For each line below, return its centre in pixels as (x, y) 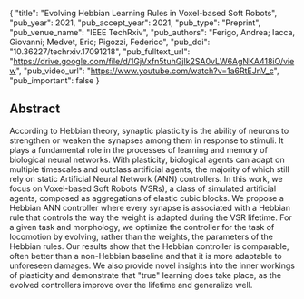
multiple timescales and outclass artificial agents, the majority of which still (150, 169)
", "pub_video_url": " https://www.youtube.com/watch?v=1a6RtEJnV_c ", (147, 71)
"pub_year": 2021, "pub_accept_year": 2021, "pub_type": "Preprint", (135, 23)
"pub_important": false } (54, 80)
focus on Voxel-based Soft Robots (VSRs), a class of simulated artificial (143, 188)
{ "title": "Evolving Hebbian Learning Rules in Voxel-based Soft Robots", (143, 13)
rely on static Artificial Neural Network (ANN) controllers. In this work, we (146, 178)
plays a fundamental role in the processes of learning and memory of (138, 149)
